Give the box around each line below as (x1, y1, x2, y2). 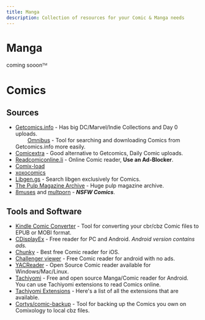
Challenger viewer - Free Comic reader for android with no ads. (15, 255, 176, 263)
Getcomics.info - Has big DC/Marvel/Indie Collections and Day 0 (15, 123, 178, 131)
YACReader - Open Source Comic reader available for (15, 261, 151, 269)
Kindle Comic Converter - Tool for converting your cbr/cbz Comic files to (15, 222, 199, 230)
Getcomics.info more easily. (15, 143, 86, 150)
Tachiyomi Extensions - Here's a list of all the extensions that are (15, 288, 179, 295)
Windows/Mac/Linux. (15, 268, 69, 275)
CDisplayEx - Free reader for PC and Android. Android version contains (15, 236, 195, 243)
